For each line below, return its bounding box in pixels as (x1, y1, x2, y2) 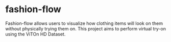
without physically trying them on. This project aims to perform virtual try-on (5, 25, 166, 31)
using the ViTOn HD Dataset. (5, 31, 66, 37)
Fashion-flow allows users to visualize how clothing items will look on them (5, 20, 163, 26)
